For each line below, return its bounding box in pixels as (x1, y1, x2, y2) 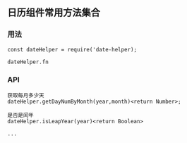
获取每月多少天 (7, 92, 44, 99)
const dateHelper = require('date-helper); (7, 46, 138, 53)
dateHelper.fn (7, 58, 49, 66)
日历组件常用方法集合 (7, 6, 100, 19)
